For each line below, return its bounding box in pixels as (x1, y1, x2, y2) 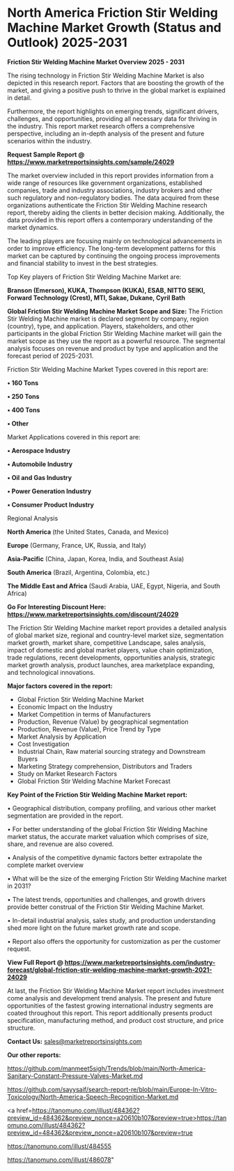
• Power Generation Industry (7, 487, 92, 495)
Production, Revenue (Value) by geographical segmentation (17, 718, 189, 726)
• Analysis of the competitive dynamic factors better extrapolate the (7, 853, 203, 861)
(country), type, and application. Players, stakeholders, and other (7, 321, 194, 330)
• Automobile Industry (7, 460, 73, 468)
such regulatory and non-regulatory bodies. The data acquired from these (7, 194, 219, 202)
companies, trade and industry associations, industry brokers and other (7, 186, 212, 194)
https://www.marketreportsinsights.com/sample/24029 (7, 157, 175, 166)
